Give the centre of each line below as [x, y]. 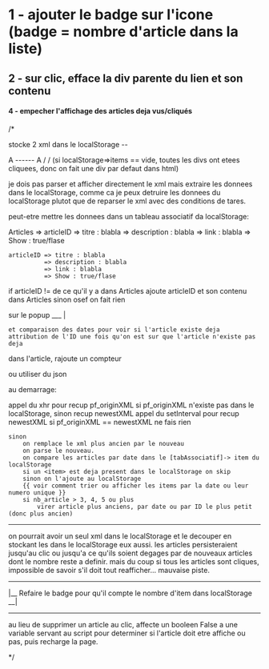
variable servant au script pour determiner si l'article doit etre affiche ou [127, 633]
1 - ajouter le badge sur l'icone [111, 15]
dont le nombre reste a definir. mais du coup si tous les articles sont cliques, [134, 561]
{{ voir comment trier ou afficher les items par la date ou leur [136, 486]
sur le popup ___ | [37, 314]
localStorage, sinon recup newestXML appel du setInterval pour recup [124, 413]
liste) [25, 49]
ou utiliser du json [38, 374]
